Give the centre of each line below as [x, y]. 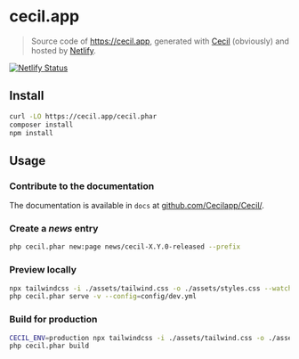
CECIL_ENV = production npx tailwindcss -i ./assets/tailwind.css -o [137, 338]
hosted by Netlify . [63, 50]
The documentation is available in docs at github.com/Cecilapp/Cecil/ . [137, 206]
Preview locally [43, 270]
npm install [31, 133]
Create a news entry [54, 228]
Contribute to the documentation [82, 186]
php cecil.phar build [49, 346]
